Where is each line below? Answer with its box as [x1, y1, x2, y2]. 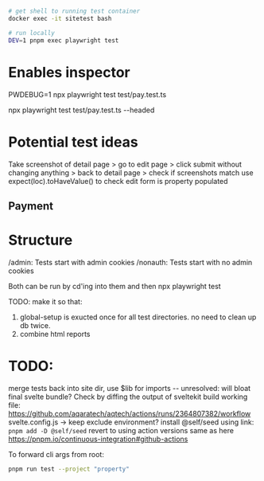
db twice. [19, 320, 51, 330]
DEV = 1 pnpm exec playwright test [8, 36, 119, 45]
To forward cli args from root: [8, 449, 105, 459]
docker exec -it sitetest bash [8, 15, 112, 23]
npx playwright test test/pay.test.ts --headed [8, 105, 155, 115]
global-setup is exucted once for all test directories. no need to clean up [19, 312, 257, 322]
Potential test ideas [8, 133, 138, 151]
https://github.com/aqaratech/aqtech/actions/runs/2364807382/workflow [8, 409, 251, 418]
